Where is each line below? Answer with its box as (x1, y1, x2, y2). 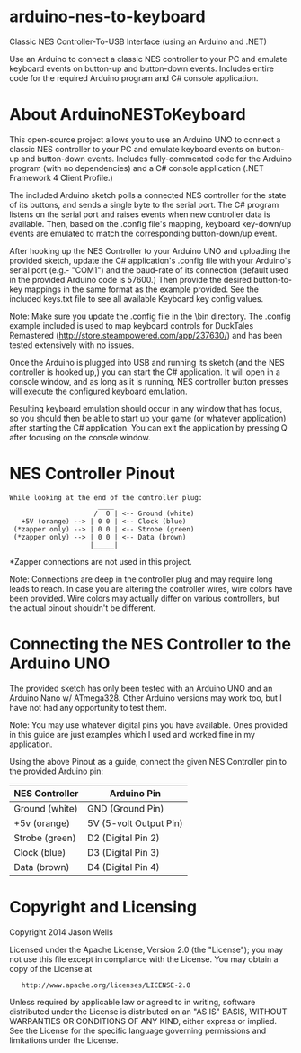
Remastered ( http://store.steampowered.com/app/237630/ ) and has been (9, 330, 283, 340)
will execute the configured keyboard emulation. (9, 386, 188, 396)
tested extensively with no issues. (9, 340, 135, 350)
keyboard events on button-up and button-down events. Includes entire (9, 63, 274, 74)
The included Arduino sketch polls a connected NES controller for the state (9, 189, 287, 200)
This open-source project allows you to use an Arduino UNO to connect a (9, 133, 281, 145)
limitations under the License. (9, 1034, 119, 1046)
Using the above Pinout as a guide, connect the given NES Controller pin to (9, 756, 288, 767)
